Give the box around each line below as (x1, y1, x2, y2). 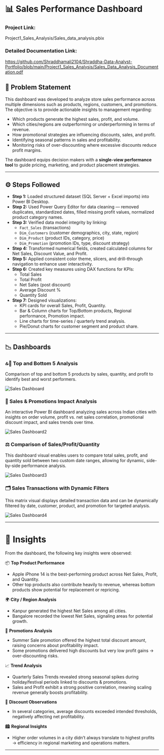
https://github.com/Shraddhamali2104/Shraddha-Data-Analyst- (5, 59, 133, 65)
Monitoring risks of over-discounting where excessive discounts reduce (12, 142, 157, 148)
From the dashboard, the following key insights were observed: (5, 550, 132, 556)
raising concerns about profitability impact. (12, 642, 99, 648)
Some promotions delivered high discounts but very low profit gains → (12, 647, 154, 653)
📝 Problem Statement (5, 83, 71, 91)
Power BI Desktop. (12, 199, 50, 205)
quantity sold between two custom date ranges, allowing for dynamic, (5, 457, 145, 463)
